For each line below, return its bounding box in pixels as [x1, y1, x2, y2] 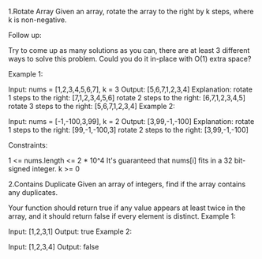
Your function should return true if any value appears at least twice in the [8, 203, 246, 212]
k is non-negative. [8, 15, 67, 24]
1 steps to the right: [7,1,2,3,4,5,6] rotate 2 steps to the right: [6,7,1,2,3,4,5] [8, 93, 246, 102]
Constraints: [8, 141, 48, 149]
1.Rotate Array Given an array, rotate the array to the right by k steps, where [8, 7, 254, 16]
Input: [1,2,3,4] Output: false [8, 242, 99, 251]
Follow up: [8, 31, 42, 39]
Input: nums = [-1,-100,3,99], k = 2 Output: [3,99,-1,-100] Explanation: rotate [8, 117, 255, 126]
